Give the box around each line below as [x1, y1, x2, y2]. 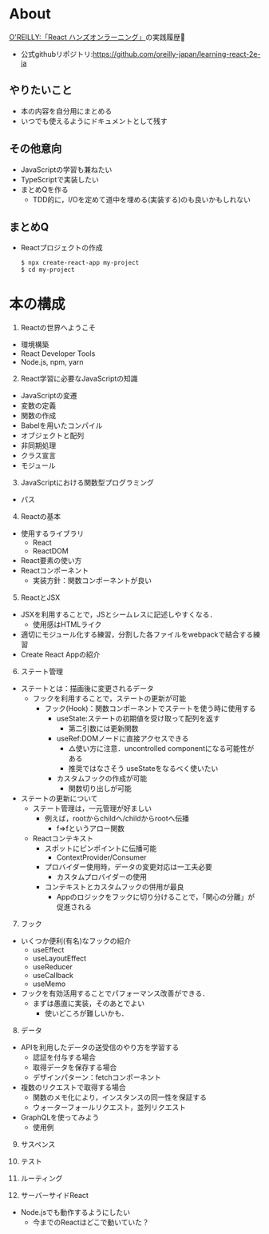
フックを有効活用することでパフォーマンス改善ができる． [20, 988, 210, 998]
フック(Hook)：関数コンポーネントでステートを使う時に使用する [44, 704, 256, 713]
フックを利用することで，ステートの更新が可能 [32, 693, 187, 704]
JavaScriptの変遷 [20, 391, 78, 401]
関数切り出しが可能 [68, 784, 132, 793]
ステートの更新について [20, 793, 98, 804]
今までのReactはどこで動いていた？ [32, 1217, 150, 1228]
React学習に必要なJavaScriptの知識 [20, 373, 138, 384]
